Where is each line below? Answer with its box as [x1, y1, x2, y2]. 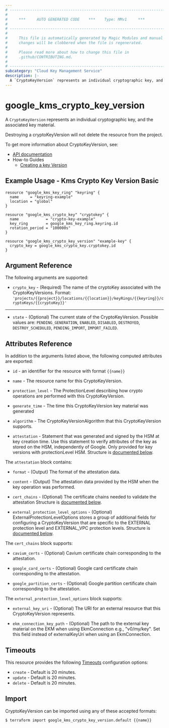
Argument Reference [5, 261, 72, 269]
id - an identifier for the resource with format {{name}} [12, 368, 125, 374]
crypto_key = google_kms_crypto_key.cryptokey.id [10, 243, 116, 248]
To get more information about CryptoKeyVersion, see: [5, 141, 119, 147]
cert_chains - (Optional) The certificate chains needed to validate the [12, 494, 157, 500]
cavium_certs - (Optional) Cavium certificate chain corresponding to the [12, 550, 161, 556]
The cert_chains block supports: [5, 540, 73, 547]
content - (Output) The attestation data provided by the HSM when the [12, 479, 159, 485]
